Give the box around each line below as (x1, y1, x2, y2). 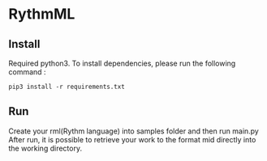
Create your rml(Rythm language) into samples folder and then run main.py (8, 126, 260, 136)
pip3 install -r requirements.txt (8, 83, 126, 91)
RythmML (8, 5, 75, 23)
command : (8, 67, 46, 77)
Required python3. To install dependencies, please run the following (8, 58, 236, 68)
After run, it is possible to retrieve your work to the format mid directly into (8, 134, 256, 144)
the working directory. (8, 143, 83, 153)
